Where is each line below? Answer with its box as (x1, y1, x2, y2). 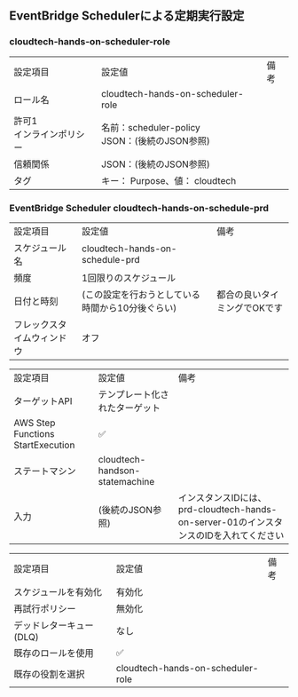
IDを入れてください (204, 529, 285, 542)
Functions (13, 427, 55, 440)
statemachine (98, 475, 155, 487)
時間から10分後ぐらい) (81, 301, 177, 313)
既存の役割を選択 (13, 668, 86, 680)
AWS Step (13, 416, 56, 429)
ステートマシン (13, 464, 77, 477)
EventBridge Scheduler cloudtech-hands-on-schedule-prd (9, 202, 269, 214)
